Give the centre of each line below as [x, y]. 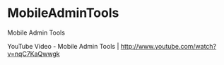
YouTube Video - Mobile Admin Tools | [63, 46]
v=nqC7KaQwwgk [34, 54]
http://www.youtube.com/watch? [169, 46]
